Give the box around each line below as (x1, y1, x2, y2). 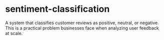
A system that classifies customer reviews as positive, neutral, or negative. (5, 20, 159, 26)
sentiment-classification (5, 3, 110, 15)
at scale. (5, 30, 23, 36)
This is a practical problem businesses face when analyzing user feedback (5, 25, 159, 31)
